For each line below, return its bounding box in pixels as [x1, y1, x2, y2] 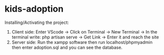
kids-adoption [4, 3, 64, 15]
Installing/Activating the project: [4, 19, 69, 25]
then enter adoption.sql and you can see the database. [11, 44, 123, 50]
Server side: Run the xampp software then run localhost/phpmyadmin [11, 39, 153, 45]
